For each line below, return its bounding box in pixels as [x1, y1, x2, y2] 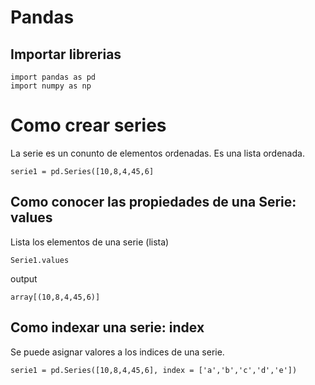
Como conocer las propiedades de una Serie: [10, 194, 297, 211]
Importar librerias [10, 46, 122, 63]
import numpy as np [10, 81, 92, 91]
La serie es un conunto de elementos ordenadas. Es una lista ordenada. [10, 147, 305, 159]
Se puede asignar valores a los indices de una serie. [10, 346, 225, 358]
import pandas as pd [10, 72, 97, 82]
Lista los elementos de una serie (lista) [10, 236, 170, 248]
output [10, 272, 38, 285]
